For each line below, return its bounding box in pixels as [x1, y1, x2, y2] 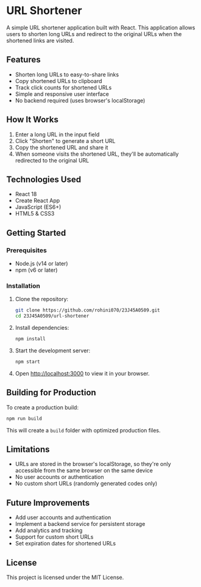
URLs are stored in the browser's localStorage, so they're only [15, 461, 172, 468]
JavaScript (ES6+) [15, 203, 62, 211]
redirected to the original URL [15, 156, 90, 164]
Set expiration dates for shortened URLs [15, 540, 116, 547]
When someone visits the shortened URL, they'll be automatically [15, 150, 179, 158]
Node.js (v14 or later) [15, 260, 68, 268]
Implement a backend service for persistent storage [15, 520, 146, 528]
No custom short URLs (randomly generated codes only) [15, 480, 158, 487]
